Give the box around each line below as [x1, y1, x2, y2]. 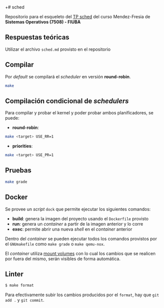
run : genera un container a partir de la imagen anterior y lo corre [12, 221, 143, 227]
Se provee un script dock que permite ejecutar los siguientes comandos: [5, 206, 151, 212]
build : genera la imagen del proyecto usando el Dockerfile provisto [12, 215, 149, 221]
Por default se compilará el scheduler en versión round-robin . [5, 73, 131, 79]
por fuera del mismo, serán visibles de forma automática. [5, 256, 121, 262]
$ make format [5, 283, 34, 288]
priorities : [12, 143, 33, 149]
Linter [5, 270, 24, 278]
